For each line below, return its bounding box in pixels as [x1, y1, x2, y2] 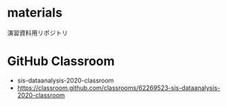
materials [7, 5, 63, 21]
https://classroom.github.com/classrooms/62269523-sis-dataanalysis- [17, 83, 220, 91]
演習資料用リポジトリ [7, 28, 68, 37]
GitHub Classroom [7, 53, 116, 69]
